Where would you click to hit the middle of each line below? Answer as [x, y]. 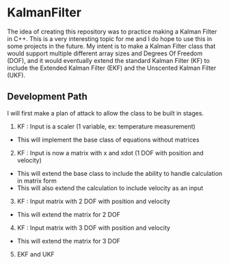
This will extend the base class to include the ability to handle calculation [120, 173]
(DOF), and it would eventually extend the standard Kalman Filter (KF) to [108, 60]
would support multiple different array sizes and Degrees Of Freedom [105, 53]
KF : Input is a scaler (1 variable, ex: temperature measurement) [106, 126]
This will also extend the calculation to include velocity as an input [110, 188]
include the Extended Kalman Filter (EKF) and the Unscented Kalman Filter [112, 68]
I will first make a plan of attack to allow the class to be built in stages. [105, 113]
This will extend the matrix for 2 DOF [69, 214]
